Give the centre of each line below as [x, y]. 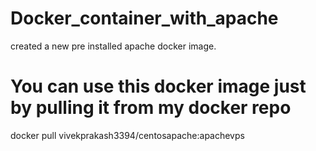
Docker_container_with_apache [144, 18]
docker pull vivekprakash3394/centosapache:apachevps [127, 135]
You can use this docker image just [158, 86]
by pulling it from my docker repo [151, 108]
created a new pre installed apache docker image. [113, 46]
